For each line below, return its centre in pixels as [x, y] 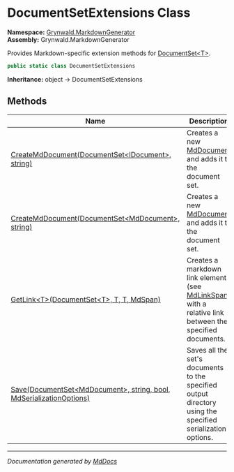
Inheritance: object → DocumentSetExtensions [75, 79]
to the [196, 376]
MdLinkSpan [208, 295]
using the [202, 411]
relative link [205, 312]
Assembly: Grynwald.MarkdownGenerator [69, 39]
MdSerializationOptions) [50, 398]
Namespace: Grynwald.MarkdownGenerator [71, 32]
